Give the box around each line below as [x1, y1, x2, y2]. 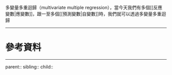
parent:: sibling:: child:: [5, 63, 54, 70]
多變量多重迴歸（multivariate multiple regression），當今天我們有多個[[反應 [5, 5, 163, 10]
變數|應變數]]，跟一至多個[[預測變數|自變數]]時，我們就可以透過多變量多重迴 [5, 11, 166, 17]
